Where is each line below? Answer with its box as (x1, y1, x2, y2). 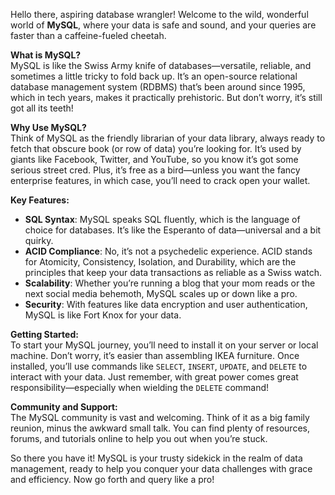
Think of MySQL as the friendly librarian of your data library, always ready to (10, 132, 326, 144)
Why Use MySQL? (10, 122, 87, 133)
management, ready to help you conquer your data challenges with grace (10, 463, 313, 474)
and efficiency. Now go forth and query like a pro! (10, 474, 215, 485)
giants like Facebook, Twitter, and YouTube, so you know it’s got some (10, 154, 299, 165)
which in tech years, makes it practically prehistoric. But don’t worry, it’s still (10, 92, 323, 103)
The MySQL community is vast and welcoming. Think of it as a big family (10, 412, 310, 423)
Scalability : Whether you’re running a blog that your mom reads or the (24, 277, 316, 289)
